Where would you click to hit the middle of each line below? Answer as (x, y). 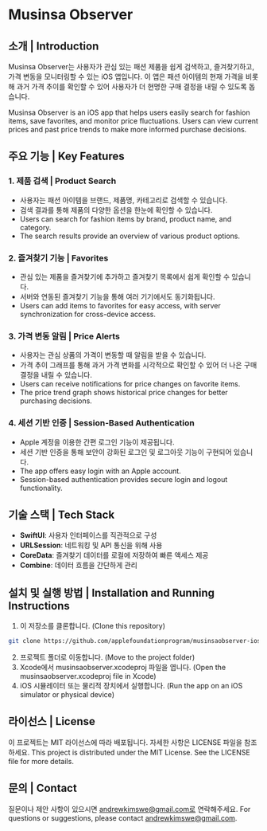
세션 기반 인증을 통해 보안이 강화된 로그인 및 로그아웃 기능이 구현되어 (126, 452)
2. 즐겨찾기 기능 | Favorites (58, 258)
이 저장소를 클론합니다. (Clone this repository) (92, 626)
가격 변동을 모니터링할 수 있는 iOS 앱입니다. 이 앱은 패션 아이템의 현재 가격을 (126, 76)
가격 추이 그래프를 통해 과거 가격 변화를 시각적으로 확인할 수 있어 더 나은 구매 (138, 365)
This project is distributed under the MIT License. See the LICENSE (141, 752)
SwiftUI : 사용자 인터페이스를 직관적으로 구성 (88, 535)
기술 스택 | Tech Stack (62, 514)
